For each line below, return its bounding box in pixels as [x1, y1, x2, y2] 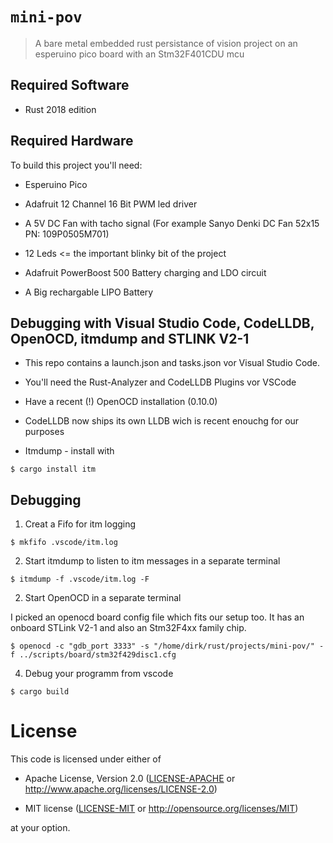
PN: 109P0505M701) [24, 228, 110, 240]
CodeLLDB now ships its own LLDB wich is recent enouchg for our [24, 415, 300, 427]
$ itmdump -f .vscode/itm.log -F [10, 574, 150, 585]
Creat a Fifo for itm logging [24, 518, 137, 530]
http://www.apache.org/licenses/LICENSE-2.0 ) [24, 783, 218, 795]
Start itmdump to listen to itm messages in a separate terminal [24, 555, 281, 567]
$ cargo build [10, 687, 70, 697]
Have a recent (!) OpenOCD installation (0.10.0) [24, 396, 218, 408]
